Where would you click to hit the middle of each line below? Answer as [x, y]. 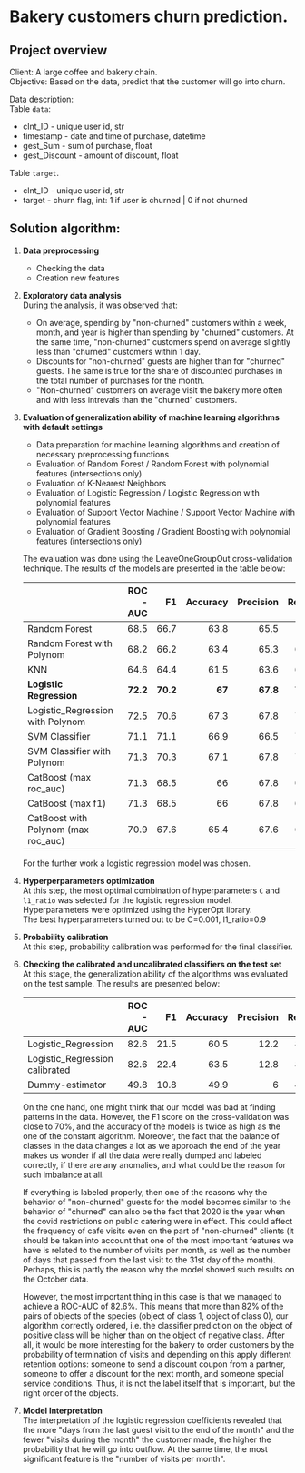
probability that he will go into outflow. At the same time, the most [145, 1448]
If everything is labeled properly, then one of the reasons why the [145, 1192]
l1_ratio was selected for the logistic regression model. [128, 899]
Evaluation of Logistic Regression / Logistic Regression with [148, 493]
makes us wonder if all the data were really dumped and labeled [142, 1155]
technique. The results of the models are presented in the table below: [154, 568]
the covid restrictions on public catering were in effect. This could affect [157, 1221]
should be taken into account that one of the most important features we [158, 1240]
